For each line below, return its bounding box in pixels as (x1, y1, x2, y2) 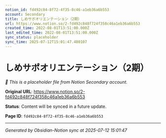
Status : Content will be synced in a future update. (5, 103, 107, 109)
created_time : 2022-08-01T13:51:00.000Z (5, 26, 90, 31)
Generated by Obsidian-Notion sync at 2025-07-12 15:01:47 (5, 127, 127, 133)
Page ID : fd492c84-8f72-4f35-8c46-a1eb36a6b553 (5, 113, 104, 119)
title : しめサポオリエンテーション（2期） (5, 16, 82, 21)
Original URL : (5, 89, 33, 94)
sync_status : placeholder (5, 35, 58, 40)
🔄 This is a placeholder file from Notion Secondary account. (5, 79, 127, 85)
